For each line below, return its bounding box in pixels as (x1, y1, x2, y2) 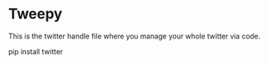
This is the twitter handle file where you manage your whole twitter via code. (8, 31, 261, 41)
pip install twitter (8, 46, 63, 56)
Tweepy (8, 5, 62, 23)
